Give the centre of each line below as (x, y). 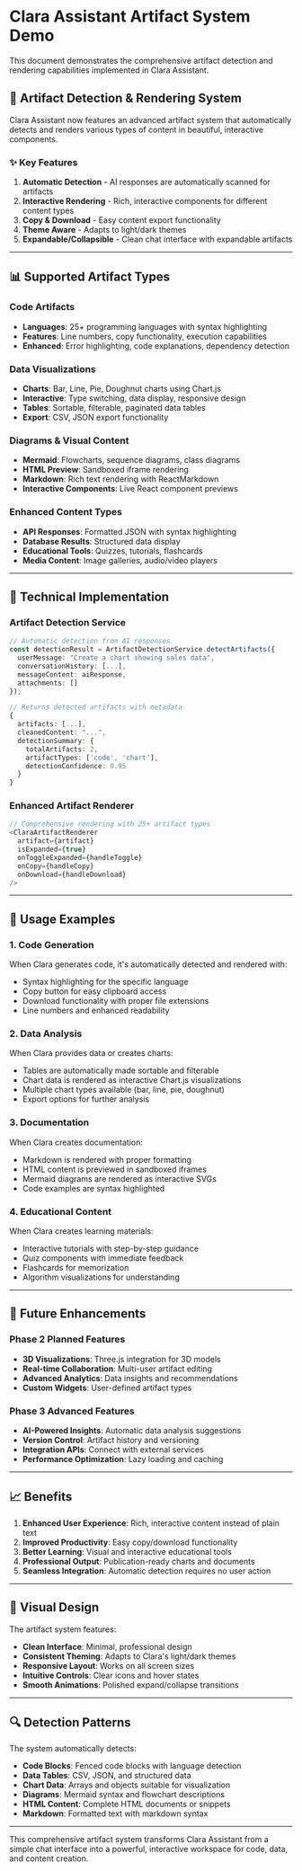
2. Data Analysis (46, 1033)
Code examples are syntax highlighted (93, 1188)
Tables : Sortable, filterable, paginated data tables (114, 408)
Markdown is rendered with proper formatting (107, 1159)
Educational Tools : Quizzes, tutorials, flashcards (113, 551)
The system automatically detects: (73, 1749)
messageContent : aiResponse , (72, 674)
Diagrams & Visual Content (69, 440)
